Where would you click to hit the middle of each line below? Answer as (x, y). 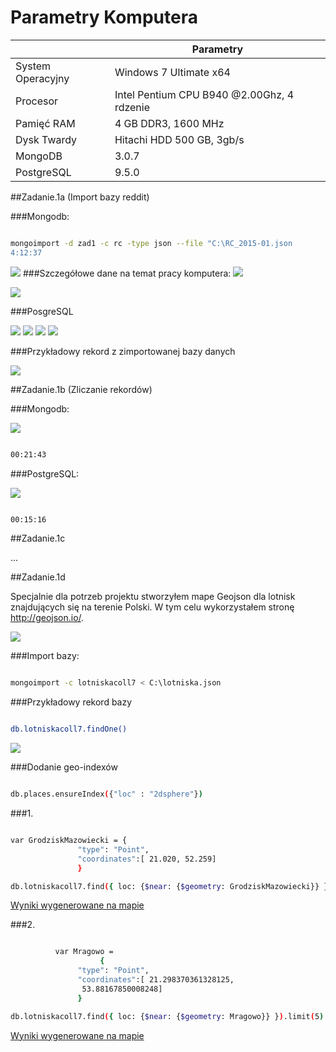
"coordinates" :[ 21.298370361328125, (156, 980)
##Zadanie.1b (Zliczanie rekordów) (81, 389)
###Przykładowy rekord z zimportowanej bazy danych (123, 351)
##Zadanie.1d (38, 577)
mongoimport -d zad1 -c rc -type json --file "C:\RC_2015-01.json (151, 243)
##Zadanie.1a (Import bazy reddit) (80, 197)
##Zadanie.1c (38, 538)
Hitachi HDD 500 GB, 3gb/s (179, 139)
